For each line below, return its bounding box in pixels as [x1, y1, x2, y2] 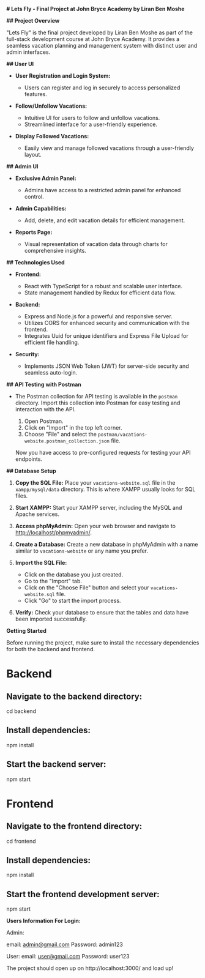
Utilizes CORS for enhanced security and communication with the [24, 319, 190, 326]
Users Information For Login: [6, 917, 81, 925]
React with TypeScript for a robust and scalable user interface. [24, 283, 182, 289]
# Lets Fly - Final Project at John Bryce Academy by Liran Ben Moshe [6, 6, 185, 12]
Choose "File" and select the [24, 431, 97, 438]
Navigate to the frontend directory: [6, 821, 143, 832]
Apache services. [15, 510, 60, 518]
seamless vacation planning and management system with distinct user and [6, 42, 198, 49]
